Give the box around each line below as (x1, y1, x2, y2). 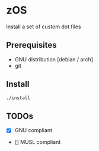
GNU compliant (14, 127, 52, 134)
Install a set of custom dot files (6, 23, 81, 30)
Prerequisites (6, 40, 57, 50)
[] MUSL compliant (14, 139, 61, 146)
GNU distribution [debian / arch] (14, 55, 94, 63)
